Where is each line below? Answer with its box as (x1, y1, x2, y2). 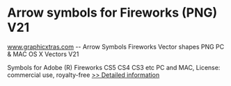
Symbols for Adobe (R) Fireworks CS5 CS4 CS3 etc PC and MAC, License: (7, 63, 221, 71)
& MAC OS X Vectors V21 (7, 50, 79, 58)
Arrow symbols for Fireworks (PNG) (7, 5, 218, 21)
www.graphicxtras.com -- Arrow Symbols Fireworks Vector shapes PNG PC (7, 42, 225, 51)
